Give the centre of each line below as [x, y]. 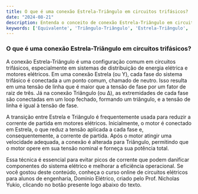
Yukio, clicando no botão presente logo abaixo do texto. [74, 185]
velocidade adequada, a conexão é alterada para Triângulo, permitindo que [98, 142]
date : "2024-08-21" [30, 17]
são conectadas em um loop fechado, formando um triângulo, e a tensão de [98, 99]
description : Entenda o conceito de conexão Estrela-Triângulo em [89, 22]
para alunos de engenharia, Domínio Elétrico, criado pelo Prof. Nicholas [93, 178]
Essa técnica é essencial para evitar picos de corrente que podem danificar [98, 159]
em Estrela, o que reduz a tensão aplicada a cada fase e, [75, 129]
